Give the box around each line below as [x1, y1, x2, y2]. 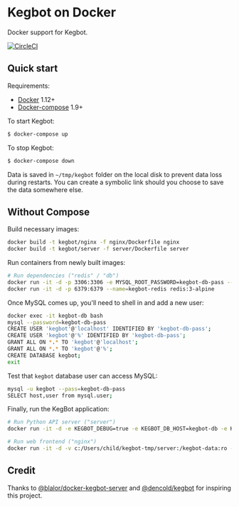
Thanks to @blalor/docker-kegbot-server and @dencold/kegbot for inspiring [7, 483, 231, 492]
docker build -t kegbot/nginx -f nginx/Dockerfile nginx [7, 239, 180, 246]
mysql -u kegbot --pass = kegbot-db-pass [7, 385, 126, 393]
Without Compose [7, 206, 90, 218]
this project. [7, 491, 43, 500]
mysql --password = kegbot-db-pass [7, 318, 107, 326]
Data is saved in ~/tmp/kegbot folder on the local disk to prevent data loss [7, 170, 223, 179]
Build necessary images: [7, 225, 80, 234]
